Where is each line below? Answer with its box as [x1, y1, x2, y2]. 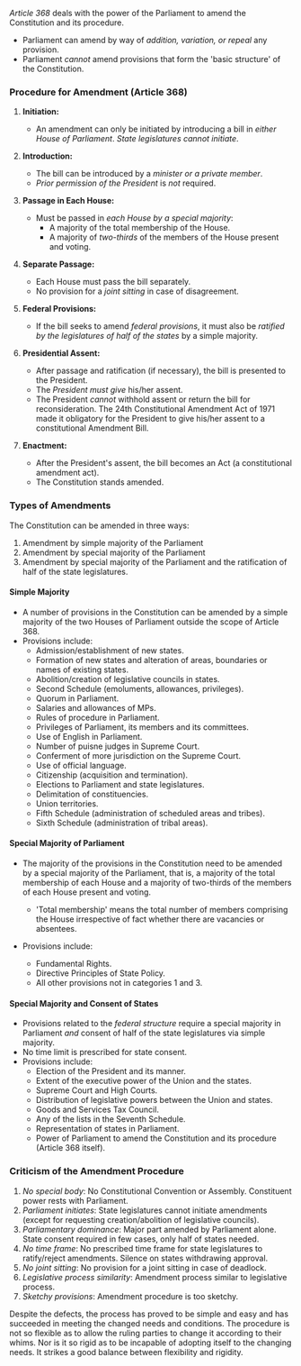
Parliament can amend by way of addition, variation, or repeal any [22, 35, 268, 45]
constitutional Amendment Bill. [35, 423, 149, 433]
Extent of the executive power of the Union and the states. [35, 1076, 252, 1087]
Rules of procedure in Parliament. [35, 712, 160, 723]
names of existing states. [35, 664, 128, 675]
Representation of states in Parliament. [35, 1124, 180, 1134]
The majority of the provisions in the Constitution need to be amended [22, 858, 283, 869]
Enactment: [22, 441, 67, 451]
